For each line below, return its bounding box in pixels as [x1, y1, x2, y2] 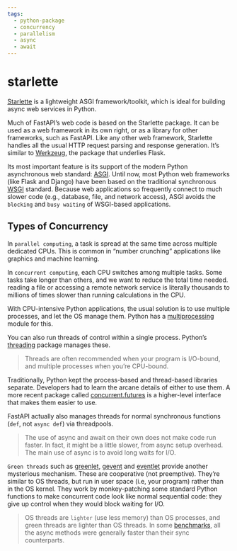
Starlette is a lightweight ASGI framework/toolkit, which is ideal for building [7, 97, 226, 106]
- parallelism [13, 30, 55, 38]
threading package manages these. [7, 341, 111, 349]
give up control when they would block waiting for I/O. [7, 499, 165, 508]
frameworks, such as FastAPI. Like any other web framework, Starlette [7, 133, 213, 142]
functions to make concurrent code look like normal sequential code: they [7, 492, 222, 500]
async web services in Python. [7, 104, 97, 113]
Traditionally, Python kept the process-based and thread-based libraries [7, 375, 218, 384]
